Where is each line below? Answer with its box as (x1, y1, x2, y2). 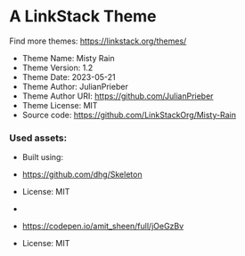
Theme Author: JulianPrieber (21, 81, 129, 92)
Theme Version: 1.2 (21, 62, 94, 73)
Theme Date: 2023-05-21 (21, 71, 116, 82)
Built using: (21, 152, 64, 163)
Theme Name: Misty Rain (21, 52, 115, 63)
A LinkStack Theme (9, 6, 157, 27)
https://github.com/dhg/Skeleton (21, 169, 143, 180)
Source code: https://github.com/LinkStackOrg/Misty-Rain (21, 109, 236, 120)
